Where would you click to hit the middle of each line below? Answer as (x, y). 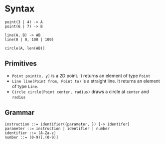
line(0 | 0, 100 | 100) (29, 39)
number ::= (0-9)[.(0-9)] (31, 137)
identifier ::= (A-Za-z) (30, 133)
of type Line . (25, 86)
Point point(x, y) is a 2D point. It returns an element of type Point (81, 75)
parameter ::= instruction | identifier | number (57, 128)
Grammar (20, 113)
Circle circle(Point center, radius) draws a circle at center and (80, 91)
